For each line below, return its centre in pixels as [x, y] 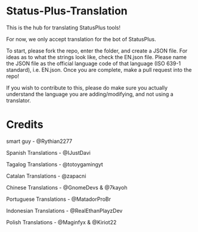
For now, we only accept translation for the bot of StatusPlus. [81, 39]
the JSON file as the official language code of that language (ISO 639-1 [93, 63]
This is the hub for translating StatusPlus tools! [64, 28]
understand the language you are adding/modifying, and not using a [90, 94]
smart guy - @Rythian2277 [39, 141]
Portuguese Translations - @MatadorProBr [59, 199]
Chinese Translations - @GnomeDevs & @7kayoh [67, 187]
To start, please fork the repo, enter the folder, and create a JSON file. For [97, 51]
